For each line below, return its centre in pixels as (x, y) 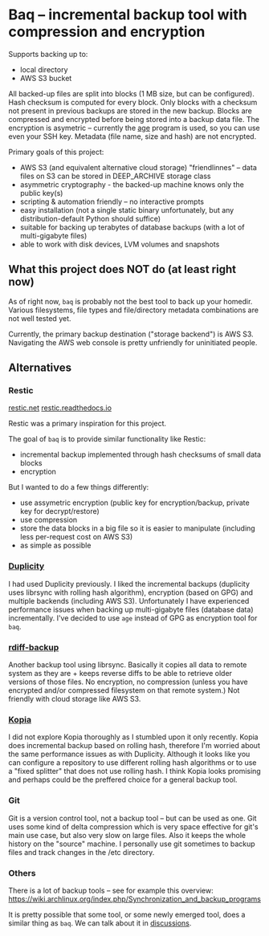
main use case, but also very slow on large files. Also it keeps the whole (127, 835)
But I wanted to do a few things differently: (79, 487)
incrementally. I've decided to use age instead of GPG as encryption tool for (133, 618)
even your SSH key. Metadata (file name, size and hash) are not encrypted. (132, 136)
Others (22, 873)
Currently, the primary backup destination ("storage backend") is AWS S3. (131, 334)
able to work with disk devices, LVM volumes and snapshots (120, 244)
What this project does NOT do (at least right (122, 269)
